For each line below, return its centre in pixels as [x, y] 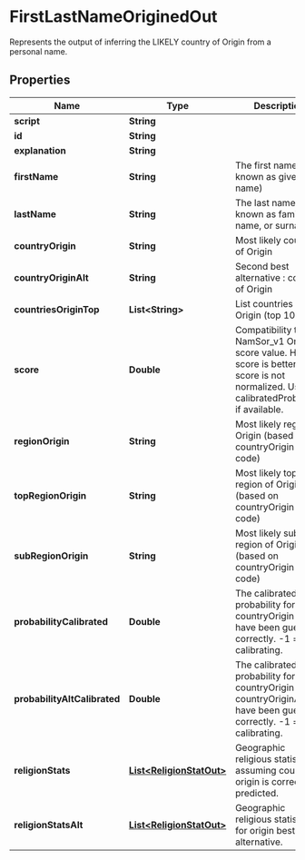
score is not [260, 375]
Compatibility [263, 330]
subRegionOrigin [51, 556]
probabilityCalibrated [61, 621]
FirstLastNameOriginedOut [113, 17]
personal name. [39, 51]
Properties [40, 80]
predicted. [257, 793]
